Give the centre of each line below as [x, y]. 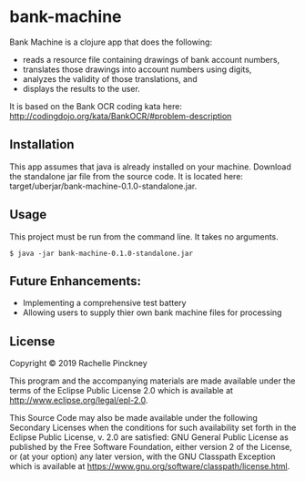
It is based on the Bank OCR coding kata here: [96, 106]
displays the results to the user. [81, 88]
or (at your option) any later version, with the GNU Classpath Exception [142, 456]
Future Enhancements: [76, 281]
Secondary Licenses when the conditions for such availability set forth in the [153, 428]
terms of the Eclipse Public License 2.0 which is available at [122, 391]
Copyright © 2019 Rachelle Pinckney [78, 363]
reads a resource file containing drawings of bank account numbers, [151, 59]
